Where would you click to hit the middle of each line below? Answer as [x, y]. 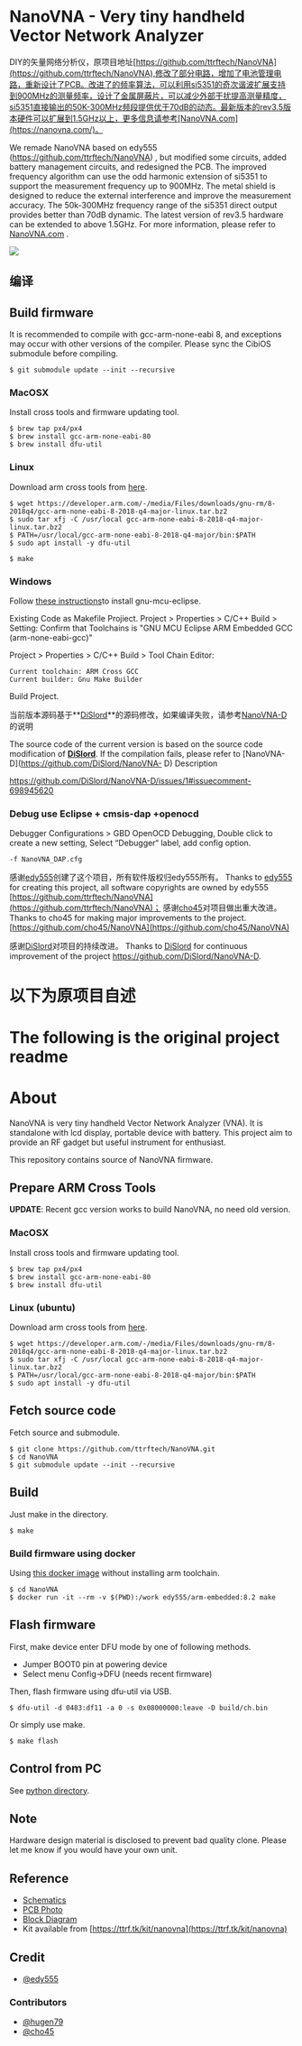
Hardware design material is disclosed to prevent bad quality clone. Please [148, 1840]
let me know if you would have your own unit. [93, 1850]
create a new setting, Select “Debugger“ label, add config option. [130, 843]
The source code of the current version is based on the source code [136, 744]
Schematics [44, 1900]
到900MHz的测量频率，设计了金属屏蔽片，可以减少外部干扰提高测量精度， [148, 96]
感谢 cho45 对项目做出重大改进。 [222, 908]
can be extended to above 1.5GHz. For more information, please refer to [143, 224]
